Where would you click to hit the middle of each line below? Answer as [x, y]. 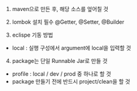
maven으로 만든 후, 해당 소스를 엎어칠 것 [60, 9]
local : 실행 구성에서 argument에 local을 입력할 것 [72, 48]
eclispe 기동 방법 [33, 35]
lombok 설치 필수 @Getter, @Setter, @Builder [68, 22]
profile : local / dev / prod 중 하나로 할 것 [61, 74]
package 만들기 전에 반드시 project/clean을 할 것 [71, 82]
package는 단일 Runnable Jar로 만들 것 [60, 61]
